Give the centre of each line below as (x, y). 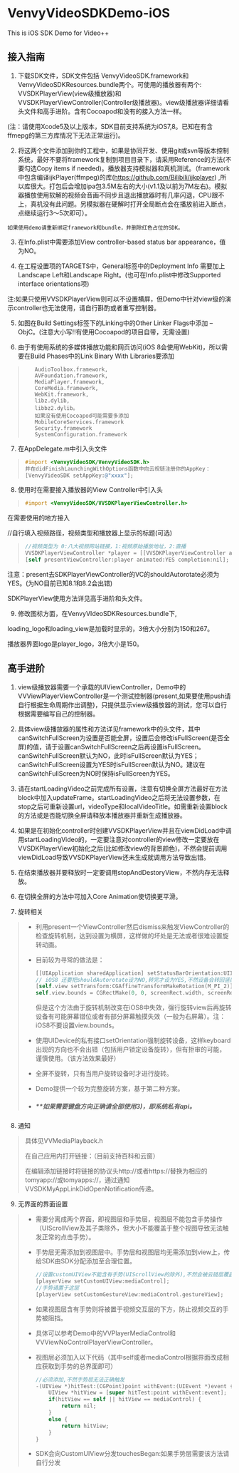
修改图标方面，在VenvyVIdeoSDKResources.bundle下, (97, 613)
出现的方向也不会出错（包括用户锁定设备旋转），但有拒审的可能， (131, 1049)
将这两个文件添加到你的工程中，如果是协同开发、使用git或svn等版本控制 (123, 150)
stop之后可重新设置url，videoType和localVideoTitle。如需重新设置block (122, 806)
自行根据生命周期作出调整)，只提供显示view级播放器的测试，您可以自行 (122, 704)
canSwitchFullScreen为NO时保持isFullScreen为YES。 (96, 773)
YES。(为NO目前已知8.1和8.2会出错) (60, 583)
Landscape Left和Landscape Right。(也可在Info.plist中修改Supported (119, 274)
